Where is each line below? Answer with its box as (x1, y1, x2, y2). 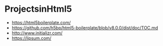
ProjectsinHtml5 (4, 3, 72, 15)
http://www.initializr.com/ (11, 30, 63, 36)
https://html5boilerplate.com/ (11, 20, 71, 25)
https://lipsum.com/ (11, 35, 52, 41)
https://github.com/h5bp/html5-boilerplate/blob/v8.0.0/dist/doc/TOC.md (11, 24, 158, 30)
